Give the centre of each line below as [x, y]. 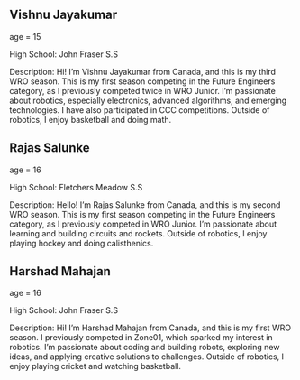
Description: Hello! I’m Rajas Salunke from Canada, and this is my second [145, 204]
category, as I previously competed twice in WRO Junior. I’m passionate [143, 90]
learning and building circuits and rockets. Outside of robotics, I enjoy [138, 233]
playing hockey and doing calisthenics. [82, 243]
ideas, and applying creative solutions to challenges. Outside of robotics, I [147, 357]
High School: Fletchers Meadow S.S [76, 187]
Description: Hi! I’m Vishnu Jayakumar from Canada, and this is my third [143, 71]
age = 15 [25, 36]
